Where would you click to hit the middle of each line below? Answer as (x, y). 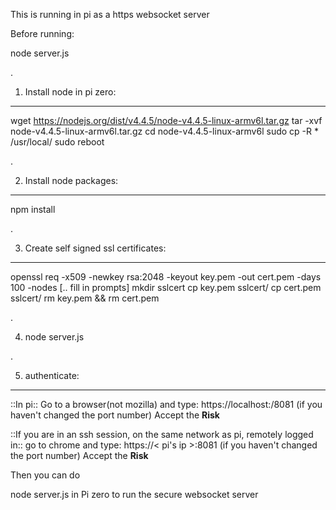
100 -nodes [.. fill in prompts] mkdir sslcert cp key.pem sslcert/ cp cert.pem (166, 287)
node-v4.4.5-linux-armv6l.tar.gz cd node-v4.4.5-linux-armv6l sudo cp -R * (164, 131)
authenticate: (52, 375)
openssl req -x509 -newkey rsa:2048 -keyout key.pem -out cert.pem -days (166, 277)
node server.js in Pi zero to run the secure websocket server (134, 494)
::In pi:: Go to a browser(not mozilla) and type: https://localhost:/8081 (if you (166, 404)
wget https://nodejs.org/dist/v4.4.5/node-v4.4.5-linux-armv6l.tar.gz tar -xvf (166, 120)
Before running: (42, 33)
